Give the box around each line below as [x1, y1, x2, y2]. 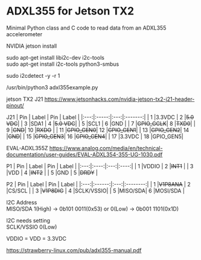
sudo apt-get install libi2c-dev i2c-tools [6, 54, 104, 61]
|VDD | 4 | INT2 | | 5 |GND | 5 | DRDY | [6, 169, 98, 176]
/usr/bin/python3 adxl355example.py [6, 83, 98, 91]
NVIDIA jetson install [6, 42, 57, 49]
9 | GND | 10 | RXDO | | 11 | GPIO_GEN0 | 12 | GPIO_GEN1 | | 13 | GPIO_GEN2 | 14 [6, 126, 190, 133]
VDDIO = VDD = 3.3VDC [6, 235, 67, 242]
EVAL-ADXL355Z [6, 144, 48, 151]
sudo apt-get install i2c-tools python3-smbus [6, 60, 120, 68]
